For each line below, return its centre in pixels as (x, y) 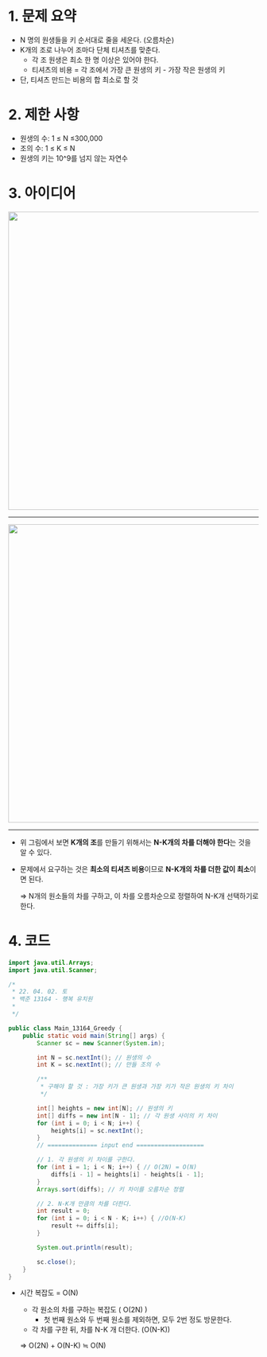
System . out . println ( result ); (85, 1247)
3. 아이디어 (42, 194)
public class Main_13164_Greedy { (66, 1028)
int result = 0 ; (64, 1211)
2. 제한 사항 (44, 115)
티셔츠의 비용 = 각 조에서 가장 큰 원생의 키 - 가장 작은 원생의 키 (128, 69)
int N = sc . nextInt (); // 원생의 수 (94, 1058)
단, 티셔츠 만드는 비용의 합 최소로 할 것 (79, 80)
